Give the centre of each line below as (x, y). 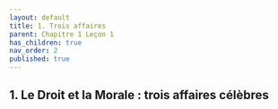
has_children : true (46, 42)
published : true (39, 59)
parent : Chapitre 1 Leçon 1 (62, 34)
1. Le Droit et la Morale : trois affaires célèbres (139, 95)
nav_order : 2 (34, 51)
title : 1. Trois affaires (57, 26)
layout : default (39, 17)
